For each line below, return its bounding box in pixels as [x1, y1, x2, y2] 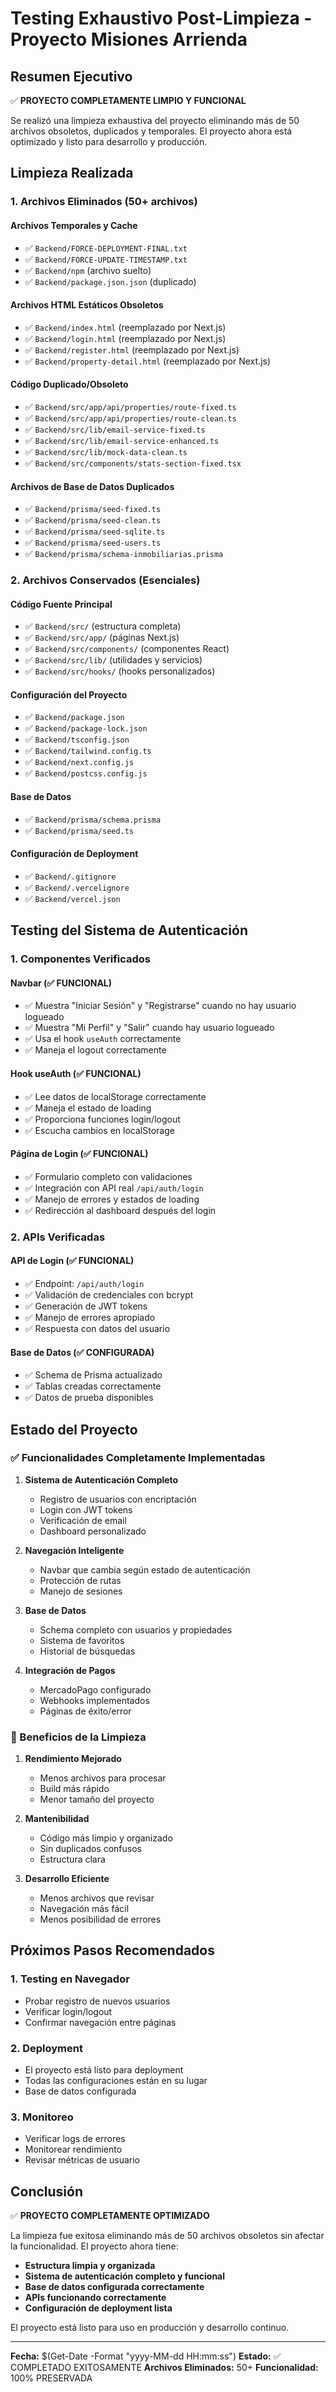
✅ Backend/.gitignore [24, 870, 117, 882]
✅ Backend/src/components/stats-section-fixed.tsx [24, 457, 242, 469]
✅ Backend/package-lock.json [24, 722, 148, 734]
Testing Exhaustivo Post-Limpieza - [10, 7, 313, 30]
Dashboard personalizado [39, 1525, 147, 1537]
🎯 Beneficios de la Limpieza [10, 1730, 147, 1744]
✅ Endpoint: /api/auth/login [24, 1277, 145, 1289]
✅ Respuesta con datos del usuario [24, 1322, 171, 1334]
